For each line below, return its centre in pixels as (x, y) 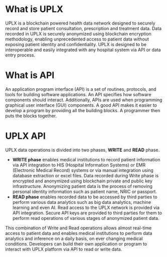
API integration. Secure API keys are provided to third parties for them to (87, 213)
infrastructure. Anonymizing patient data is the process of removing (82, 186)
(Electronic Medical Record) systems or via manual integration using (83, 170)
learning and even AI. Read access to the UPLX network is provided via (86, 207)
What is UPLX (34, 9)
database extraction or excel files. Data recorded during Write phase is (86, 175)
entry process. (20, 55)
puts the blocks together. (31, 116)
